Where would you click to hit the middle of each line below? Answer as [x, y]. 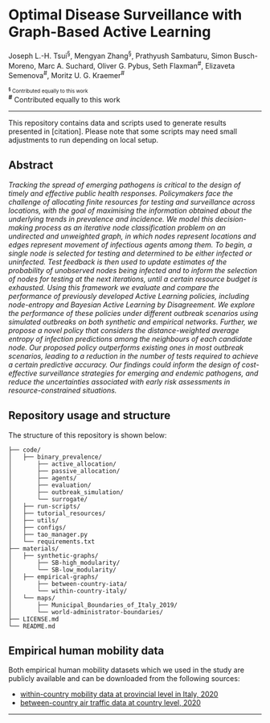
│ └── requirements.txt [51, 542]
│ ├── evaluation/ [50, 485]
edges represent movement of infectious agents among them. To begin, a [131, 244]
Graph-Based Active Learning [110, 32]
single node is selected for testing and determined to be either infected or [130, 253]
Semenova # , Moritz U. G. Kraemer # [67, 75]
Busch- [246, 56]
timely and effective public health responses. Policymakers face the [121, 193]
